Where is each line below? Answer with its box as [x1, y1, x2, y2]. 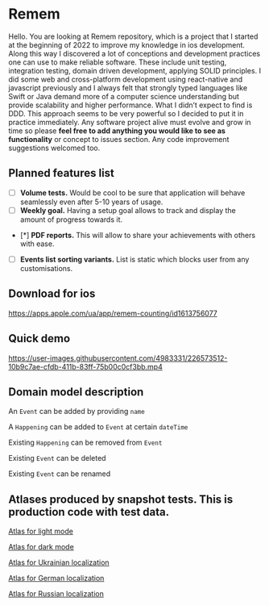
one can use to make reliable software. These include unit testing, [8, 57, 227, 67]
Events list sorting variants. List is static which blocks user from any [19, 254, 250, 264]
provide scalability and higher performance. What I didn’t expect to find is [8, 100, 253, 110]
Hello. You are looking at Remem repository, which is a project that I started [8, 31, 259, 41]
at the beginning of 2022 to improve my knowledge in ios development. [8, 40, 246, 49]
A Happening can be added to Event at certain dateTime [8, 422, 188, 432]
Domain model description [8, 385, 144, 399]
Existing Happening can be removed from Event [8, 437, 163, 448]
